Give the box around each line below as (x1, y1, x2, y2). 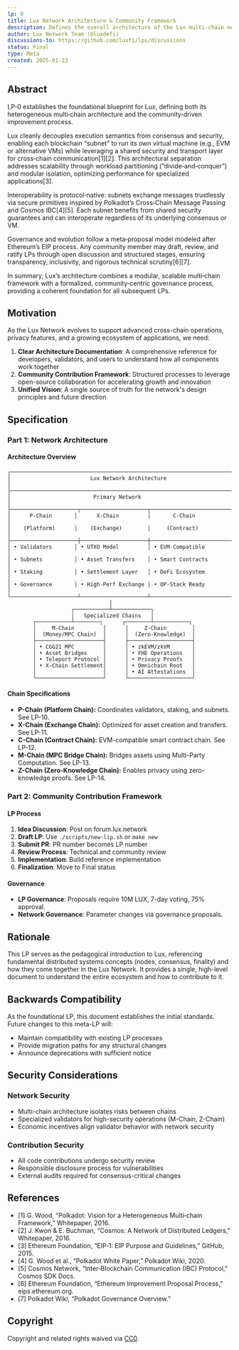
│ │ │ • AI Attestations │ (33, 668, 196, 675)
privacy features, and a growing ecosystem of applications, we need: (7, 333, 210, 342)
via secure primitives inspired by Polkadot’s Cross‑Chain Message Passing (7, 198, 225, 207)
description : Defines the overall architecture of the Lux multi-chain (7, 24, 224, 31)
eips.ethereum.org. (17, 1286, 74, 1295)
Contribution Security (7, 1140, 85, 1149)
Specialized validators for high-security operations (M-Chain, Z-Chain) (17, 1115, 225, 1123)
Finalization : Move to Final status (17, 863, 116, 871)
